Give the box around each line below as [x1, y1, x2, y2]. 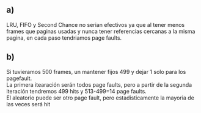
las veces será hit [6, 100, 51, 108]
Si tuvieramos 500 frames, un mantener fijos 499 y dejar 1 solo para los [6, 68, 186, 75]
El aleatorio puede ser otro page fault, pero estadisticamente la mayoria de [6, 94, 194, 101]
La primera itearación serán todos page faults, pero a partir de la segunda [6, 81, 192, 88]
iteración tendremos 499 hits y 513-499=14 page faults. [6, 87, 147, 95]
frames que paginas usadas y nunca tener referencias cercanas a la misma [6, 27, 196, 35]
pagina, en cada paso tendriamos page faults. [6, 34, 122, 42]
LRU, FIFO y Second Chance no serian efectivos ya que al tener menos [6, 21, 185, 28]
